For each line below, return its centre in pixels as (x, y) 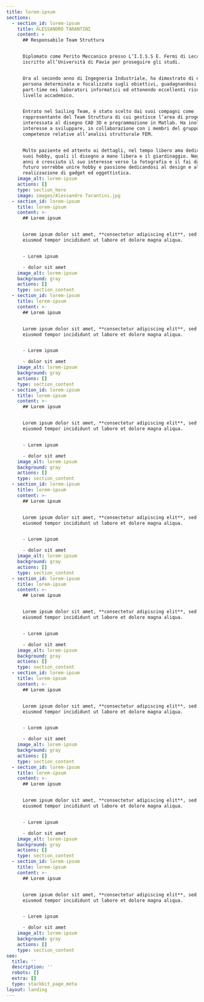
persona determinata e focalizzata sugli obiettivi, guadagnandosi (110, 84)
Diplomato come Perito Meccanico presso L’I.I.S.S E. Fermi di (104, 56)
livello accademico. (48, 95)
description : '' (32, 967)
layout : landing (27, 990)
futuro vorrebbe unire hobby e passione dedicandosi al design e (107, 168)
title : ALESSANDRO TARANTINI (54, 29)
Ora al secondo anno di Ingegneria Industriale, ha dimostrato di (108, 78)
